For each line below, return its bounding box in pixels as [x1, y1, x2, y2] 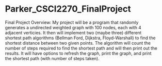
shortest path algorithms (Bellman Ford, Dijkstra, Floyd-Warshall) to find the [5, 35, 156, 41]
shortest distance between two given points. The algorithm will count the [5, 40, 151, 46]
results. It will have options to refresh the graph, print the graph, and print [5, 50, 152, 56]
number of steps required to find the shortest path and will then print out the [5, 45, 158, 51]
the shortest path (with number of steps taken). [5, 55, 99, 61]
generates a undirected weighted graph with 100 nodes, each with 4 [5, 24, 142, 30]
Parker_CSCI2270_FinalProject [5, 3, 131, 15]
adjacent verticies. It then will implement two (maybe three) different [5, 30, 142, 35]
